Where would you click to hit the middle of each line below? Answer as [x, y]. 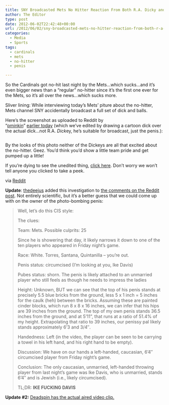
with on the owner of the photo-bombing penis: [54, 201]
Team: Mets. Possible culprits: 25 [52, 230]
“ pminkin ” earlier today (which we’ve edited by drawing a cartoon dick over [83, 126]
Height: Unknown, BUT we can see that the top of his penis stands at [89, 290]
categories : [18, 33]
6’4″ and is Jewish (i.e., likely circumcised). [62, 378]
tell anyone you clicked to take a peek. [45, 171]
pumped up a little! [25, 156]
